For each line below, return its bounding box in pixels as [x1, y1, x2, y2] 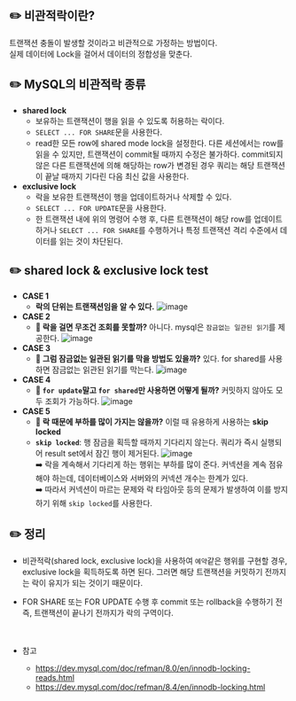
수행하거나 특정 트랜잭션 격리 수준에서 [147, 224, 278, 235]
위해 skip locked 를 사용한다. [51, 498, 153, 509]
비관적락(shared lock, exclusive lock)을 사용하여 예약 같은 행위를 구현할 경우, [21, 556, 288, 566]
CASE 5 [21, 406, 51, 417]
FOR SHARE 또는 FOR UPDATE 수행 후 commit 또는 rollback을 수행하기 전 [21, 596, 284, 607]
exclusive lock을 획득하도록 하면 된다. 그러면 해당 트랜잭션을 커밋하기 [21, 566, 263, 578]
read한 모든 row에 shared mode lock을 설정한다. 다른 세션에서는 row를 [35, 137, 284, 148]
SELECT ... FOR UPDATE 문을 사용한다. [35, 202, 167, 213]
